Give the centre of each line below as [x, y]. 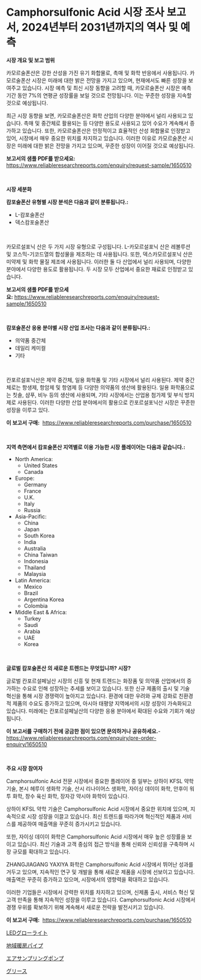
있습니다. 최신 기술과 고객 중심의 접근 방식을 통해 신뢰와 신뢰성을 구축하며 [103, 844]
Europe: [25, 478]
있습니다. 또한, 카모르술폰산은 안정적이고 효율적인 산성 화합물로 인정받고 [106, 130]
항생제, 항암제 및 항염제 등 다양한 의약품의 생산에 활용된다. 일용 [95, 387]
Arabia [32, 631]
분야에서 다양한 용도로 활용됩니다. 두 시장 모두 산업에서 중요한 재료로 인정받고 [97, 269]
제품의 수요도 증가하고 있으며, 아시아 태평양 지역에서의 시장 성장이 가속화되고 [102, 703]
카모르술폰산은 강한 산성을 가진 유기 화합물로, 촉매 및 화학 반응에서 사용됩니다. [97, 73]
